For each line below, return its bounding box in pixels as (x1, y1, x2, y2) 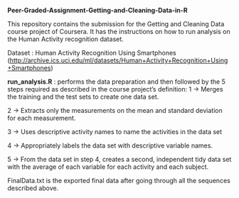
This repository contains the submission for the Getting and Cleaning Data (7, 20, 225, 28)
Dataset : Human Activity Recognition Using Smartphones (7, 49, 176, 57)
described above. (7, 184, 59, 192)
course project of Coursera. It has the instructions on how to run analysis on (7, 28, 230, 35)
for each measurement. (7, 114, 76, 122)
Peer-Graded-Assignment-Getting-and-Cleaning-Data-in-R (7, 6, 188, 14)
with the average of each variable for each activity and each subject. (7, 163, 209, 171)
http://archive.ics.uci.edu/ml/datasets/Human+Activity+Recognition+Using (9, 56, 228, 65)
